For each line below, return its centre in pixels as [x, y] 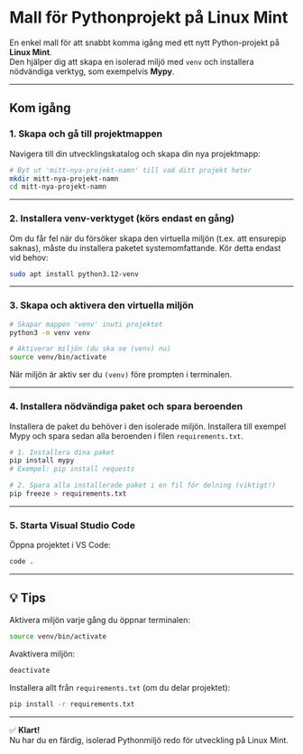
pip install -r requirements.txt [72, 704]
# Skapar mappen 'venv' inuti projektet [87, 324]
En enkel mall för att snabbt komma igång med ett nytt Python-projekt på [144, 42]
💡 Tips [28, 598]
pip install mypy [42, 461]
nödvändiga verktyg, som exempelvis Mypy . [92, 71]
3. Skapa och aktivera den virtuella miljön [101, 305]
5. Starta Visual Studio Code [72, 525]
